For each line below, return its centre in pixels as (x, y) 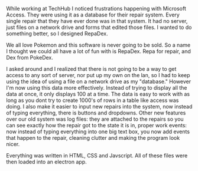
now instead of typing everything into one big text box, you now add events (98, 131)
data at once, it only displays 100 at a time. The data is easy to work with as (98, 94)
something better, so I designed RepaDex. (57, 34)
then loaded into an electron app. (46, 162)
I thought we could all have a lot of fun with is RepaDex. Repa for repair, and (98, 51)
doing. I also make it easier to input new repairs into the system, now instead (99, 106)
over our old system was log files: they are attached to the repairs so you (95, 119)
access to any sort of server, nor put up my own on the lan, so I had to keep (98, 75)
